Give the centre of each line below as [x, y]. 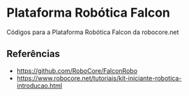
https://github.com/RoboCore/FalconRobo [77, 70]
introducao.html [39, 86]
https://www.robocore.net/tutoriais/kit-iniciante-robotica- [99, 78]
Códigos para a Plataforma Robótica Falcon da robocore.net [93, 32]
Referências [33, 54]
